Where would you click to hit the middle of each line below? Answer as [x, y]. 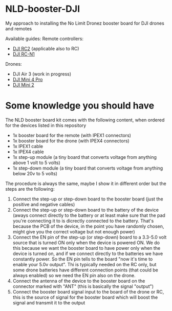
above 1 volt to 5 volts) [36, 162]
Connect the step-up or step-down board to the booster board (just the [88, 199]
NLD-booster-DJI [43, 9]
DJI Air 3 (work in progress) [42, 74]
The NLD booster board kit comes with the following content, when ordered [85, 120]
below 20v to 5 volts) [35, 173]
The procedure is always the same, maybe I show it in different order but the [86, 184]
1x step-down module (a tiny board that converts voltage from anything [88, 168]
